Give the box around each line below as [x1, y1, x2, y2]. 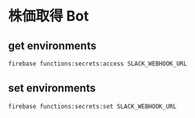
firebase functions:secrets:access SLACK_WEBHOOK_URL [8, 60, 188, 68]
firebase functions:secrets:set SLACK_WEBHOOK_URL [8, 102, 177, 110]
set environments [8, 82, 96, 95]
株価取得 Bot [8, 7, 89, 25]
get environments [8, 39, 96, 52]
